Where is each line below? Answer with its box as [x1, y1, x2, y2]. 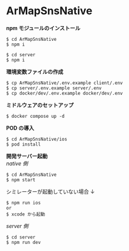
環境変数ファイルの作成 [6, 68, 63, 75]
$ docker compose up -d [6, 113, 65, 119]
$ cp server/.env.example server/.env [6, 85, 102, 91]
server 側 [6, 222, 28, 229]
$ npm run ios [6, 199, 41, 205]
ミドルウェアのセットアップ [6, 101, 74, 108]
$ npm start [6, 176, 36, 183]
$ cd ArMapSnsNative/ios [6, 136, 67, 142]
